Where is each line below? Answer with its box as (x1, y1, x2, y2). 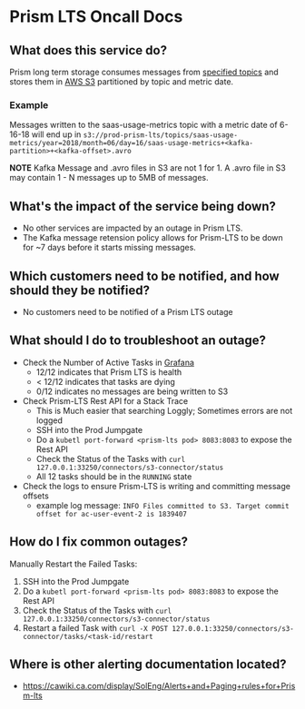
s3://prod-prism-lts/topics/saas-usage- (83, 131, 239, 140)
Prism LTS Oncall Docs (9, 6, 183, 27)
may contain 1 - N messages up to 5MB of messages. (9, 172, 209, 183)
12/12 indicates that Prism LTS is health (35, 366, 182, 378)
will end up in (31, 129, 82, 140)
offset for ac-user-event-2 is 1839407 (35, 509, 188, 518)
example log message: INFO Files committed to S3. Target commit (35, 499, 290, 510)
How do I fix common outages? (9, 534, 189, 550)
